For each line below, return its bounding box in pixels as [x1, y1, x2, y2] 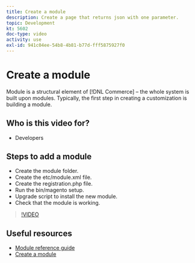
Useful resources [6, 228, 72, 238]
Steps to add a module [6, 151, 92, 162]
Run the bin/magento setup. [14, 187, 84, 194]
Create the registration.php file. [14, 180, 93, 187]
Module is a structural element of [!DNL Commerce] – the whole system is [6, 88, 190, 95]
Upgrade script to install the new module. [14, 193, 118, 200]
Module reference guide [14, 244, 75, 252]
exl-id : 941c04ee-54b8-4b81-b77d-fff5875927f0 [6, 43, 125, 49]
